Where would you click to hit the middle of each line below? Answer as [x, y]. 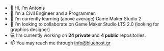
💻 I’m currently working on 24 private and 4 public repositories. [78, 35]
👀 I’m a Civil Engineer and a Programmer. [53, 13]
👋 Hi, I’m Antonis [27, 8]
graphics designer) [30, 30]
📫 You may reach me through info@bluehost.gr [60, 43]
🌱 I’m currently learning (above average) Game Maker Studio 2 [76, 19]
